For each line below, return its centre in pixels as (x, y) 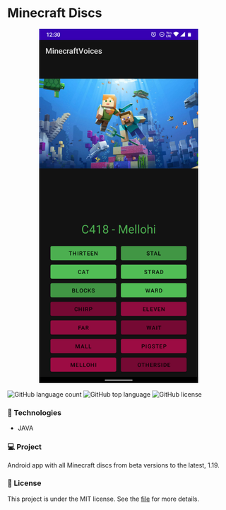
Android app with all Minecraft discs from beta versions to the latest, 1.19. (114, 465)
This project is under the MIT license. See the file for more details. (103, 499)
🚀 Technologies (35, 412)
